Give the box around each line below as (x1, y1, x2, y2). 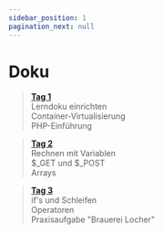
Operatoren (30, 205, 75, 216)
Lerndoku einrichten (30, 101, 108, 112)
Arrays (30, 167, 56, 178)
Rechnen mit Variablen (30, 148, 116, 159)
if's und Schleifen (30, 195, 97, 206)
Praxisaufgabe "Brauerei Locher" (30, 214, 156, 225)
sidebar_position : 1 (8, 13, 87, 23)
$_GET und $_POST (30, 157, 106, 169)
